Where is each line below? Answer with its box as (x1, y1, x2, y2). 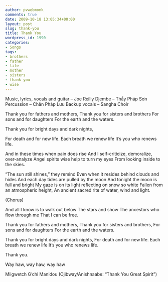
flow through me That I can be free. (5, 212, 79, 218)
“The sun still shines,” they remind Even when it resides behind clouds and (5, 171, 159, 177)
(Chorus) (5, 197, 24, 203)
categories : (5, 40, 30, 45)
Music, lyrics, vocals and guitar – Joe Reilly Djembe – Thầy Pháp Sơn (5, 96, 147, 102)
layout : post (5, 21, 33, 27)
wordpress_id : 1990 (5, 36, 46, 41)
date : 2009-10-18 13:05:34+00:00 (5, 17, 75, 22)
